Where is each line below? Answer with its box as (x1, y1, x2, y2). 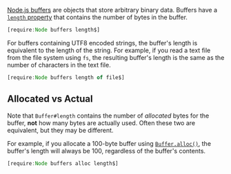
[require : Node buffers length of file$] (7, 74, 125, 81)
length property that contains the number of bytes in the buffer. (7, 13, 188, 21)
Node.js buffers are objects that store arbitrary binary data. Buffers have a (7, 6, 218, 14)
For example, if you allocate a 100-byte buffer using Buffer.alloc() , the (7, 139, 212, 147)
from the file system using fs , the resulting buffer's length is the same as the (7, 53, 225, 61)
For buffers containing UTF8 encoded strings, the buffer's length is (7, 39, 198, 47)
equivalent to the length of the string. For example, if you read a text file (7, 46, 211, 54)
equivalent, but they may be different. (7, 126, 114, 134)
